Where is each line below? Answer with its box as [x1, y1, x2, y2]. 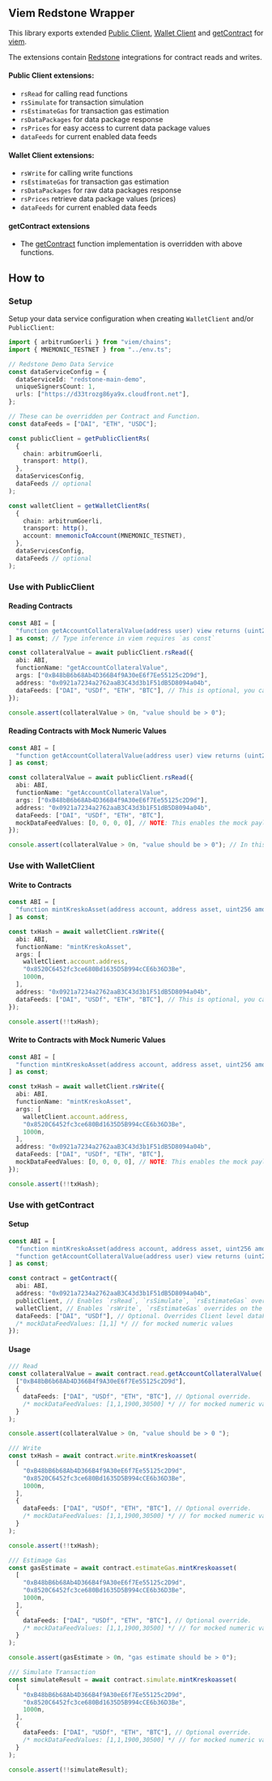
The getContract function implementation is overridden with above [19, 239, 243, 249]
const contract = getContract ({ [8, 1274, 117, 1283]
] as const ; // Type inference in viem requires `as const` [8, 634, 216, 642]
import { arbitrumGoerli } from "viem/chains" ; [8, 338, 172, 346]
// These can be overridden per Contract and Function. [8, 413, 201, 421]
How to [8, 271, 45, 285]
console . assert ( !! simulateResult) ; [8, 1766, 129, 1774]
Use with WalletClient [8, 860, 96, 871]
